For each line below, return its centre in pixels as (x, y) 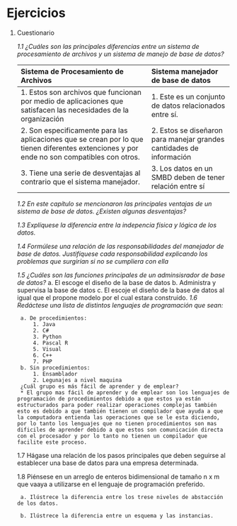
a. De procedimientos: (54, 318)
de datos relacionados (188, 106)
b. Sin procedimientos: (55, 368)
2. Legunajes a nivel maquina (77, 380)
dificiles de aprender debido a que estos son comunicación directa (120, 430)
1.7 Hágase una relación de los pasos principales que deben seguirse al (121, 455)
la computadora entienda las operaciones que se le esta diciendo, (118, 417)
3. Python (47, 337)
